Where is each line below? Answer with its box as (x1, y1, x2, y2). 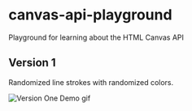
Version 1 (8, 56, 56, 70)
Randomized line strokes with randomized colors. (8, 77, 174, 87)
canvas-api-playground (8, 6, 172, 24)
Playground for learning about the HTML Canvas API (8, 32, 185, 42)
